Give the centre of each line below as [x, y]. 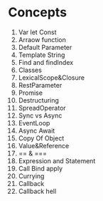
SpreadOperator [42, 108]
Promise [31, 93]
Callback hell [37, 191]
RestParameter [40, 85]
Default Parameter [45, 47]
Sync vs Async [40, 115]
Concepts [37, 12]
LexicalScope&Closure [51, 77]
